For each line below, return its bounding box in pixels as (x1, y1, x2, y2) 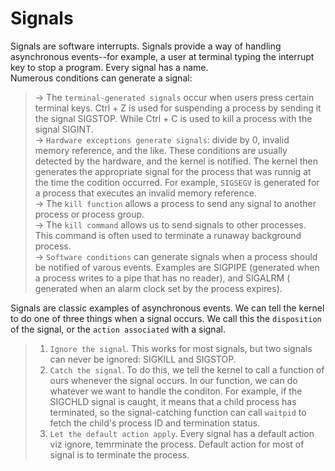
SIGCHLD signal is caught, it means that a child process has (49, 395, 297, 407)
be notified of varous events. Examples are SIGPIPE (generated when (34, 261, 320, 273)
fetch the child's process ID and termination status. (49, 417, 261, 429)
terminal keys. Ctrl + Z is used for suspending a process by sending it (34, 102, 322, 114)
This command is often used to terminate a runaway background (34, 229, 302, 241)
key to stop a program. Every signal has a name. (10, 61, 209, 73)
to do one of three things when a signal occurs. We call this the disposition (10, 312, 322, 324)
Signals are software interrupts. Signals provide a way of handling (10, 40, 282, 52)
